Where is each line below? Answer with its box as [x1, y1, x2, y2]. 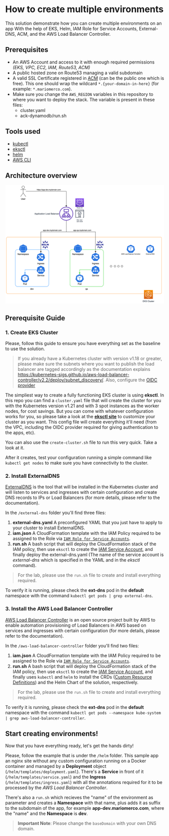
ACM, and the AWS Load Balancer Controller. [17, 31, 111, 37]
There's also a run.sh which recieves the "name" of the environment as [5, 795, 153, 801]
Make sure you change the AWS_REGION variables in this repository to [12, 91, 154, 97]
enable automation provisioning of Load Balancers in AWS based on [5, 622, 146, 628]
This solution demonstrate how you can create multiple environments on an [5, 20, 162, 26]
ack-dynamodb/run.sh [20, 113, 67, 119]
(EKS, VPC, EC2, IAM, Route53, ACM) [12, 64, 91, 70]
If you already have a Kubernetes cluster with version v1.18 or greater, [17, 356, 162, 362]
